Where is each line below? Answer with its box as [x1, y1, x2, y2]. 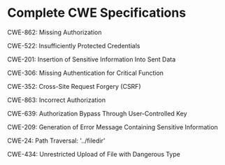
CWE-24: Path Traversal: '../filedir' [7, 136, 106, 145]
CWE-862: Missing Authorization [7, 28, 102, 36]
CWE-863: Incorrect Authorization [7, 96, 106, 104]
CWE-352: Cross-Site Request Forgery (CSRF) [7, 82, 141, 90]
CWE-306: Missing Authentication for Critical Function [7, 69, 164, 77]
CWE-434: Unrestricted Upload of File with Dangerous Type [7, 150, 180, 158]
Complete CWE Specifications [7, 5, 187, 21]
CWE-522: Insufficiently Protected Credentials [7, 41, 140, 50]
